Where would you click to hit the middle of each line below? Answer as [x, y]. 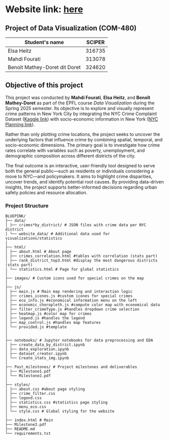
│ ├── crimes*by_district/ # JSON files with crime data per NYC [76, 225]
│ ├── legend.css [24, 398]
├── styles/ [18, 385]
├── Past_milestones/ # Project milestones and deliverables [71, 367]
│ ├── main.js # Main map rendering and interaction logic [69, 292]
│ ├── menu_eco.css [26, 407]
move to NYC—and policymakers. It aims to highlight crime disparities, [79, 176]
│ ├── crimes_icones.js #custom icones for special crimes [69, 296]
